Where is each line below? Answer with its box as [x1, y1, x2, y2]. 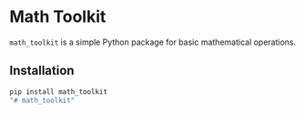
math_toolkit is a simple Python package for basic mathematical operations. [9, 36, 297, 47]
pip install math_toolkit [9, 87, 107, 97]
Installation [9, 63, 75, 78]
